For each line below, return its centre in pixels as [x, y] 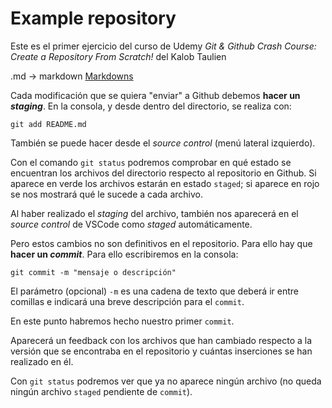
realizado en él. [42, 361]
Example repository [93, 18]
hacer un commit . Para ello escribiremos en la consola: [124, 254]
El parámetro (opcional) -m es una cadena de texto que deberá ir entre [154, 291]
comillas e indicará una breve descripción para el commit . [127, 301]
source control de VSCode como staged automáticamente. [131, 224]
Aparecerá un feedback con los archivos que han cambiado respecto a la [161, 340]
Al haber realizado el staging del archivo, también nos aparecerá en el [154, 213]
